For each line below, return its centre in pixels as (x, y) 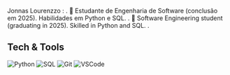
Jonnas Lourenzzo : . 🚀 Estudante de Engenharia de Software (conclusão (113, 11)
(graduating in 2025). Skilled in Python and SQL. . (78, 25)
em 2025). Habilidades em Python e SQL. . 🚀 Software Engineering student (115, 18)
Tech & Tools (36, 48)
